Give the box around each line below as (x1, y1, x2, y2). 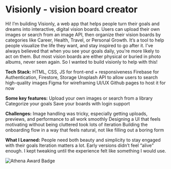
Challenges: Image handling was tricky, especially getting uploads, (5, 110, 148, 117)
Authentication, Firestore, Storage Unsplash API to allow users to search (5, 74, 158, 80)
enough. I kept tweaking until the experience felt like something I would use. (5, 147, 166, 154)
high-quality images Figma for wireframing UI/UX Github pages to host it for (5, 80, 166, 86)
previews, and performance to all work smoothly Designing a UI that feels (5, 116, 161, 122)
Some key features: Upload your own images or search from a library (5, 95, 153, 101)
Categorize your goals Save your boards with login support (5, 100, 130, 106)
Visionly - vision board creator (5, 4, 138, 15)
